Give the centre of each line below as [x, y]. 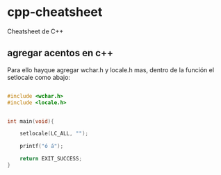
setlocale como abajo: [39, 77]
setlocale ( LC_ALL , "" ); [54, 134]
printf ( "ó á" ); [42, 147]
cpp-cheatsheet [55, 12]
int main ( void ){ [31, 121]
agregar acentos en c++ [60, 53]
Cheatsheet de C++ [35, 31]
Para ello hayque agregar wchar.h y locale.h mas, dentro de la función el [110, 69]
